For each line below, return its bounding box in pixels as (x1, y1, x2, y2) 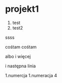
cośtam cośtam (5, 44, 37, 50)
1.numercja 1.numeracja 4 (5, 72, 57, 78)
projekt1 (5, 3, 39, 15)
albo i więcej (5, 53, 31, 59)
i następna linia (5, 63, 36, 69)
